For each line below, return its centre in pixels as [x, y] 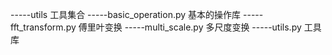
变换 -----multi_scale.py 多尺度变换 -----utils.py [203, 27]
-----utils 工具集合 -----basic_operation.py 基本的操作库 [126, 14]
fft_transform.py [43, 27]
